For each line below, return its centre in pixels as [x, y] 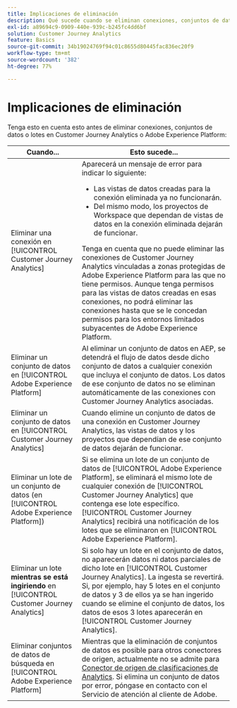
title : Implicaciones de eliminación [63, 14]
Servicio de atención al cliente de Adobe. [149, 694]
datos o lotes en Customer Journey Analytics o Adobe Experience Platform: [117, 134]
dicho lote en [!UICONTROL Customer [144, 568]
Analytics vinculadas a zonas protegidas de [153, 266]
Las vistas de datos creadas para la [152, 188]
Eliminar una [31, 232]
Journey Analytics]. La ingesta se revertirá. [153, 577]
